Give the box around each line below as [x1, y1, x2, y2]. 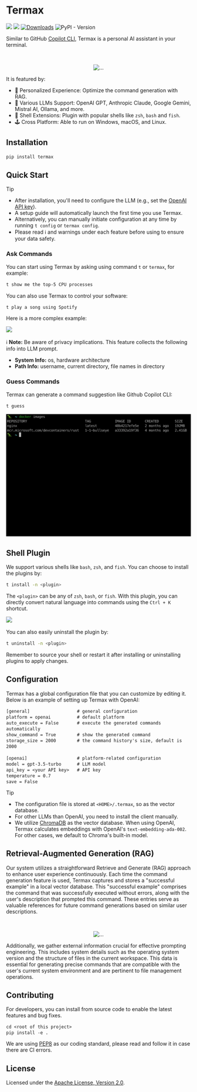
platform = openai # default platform [6, 714, 125, 720]
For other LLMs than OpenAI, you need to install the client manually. [14, 813, 179, 820]
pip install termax [6, 154, 54, 160]
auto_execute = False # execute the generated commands [6, 720, 161, 726]
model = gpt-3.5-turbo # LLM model [6, 761, 107, 767]
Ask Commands [6, 250, 53, 258]
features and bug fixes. [6, 1012, 62, 1019]
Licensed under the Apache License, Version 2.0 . [6, 1079, 125, 1086]
